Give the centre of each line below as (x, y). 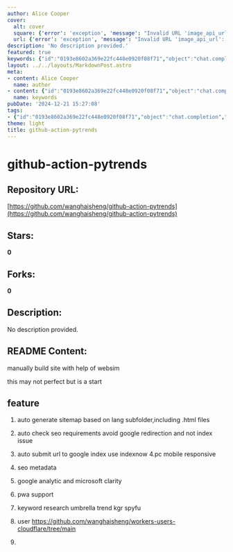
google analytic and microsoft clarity (70, 481)
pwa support (35, 494)
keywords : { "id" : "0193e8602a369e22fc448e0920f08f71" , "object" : (101, 59)
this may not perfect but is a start (55, 381)
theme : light (26, 123)
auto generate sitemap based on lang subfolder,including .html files (113, 420)
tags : (15, 110)
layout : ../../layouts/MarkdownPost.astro (69, 65)
